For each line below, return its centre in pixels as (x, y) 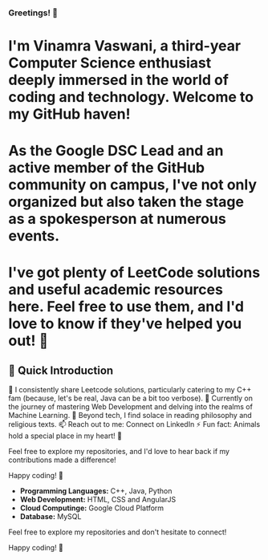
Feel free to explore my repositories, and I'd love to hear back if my (119, 452)
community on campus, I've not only (133, 185)
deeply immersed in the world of (118, 80)
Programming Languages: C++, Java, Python (96, 491)
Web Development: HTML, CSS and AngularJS (98, 500)
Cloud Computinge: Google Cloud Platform (92, 508)
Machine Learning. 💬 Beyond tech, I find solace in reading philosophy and (130, 416)
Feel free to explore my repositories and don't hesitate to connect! (118, 532)
